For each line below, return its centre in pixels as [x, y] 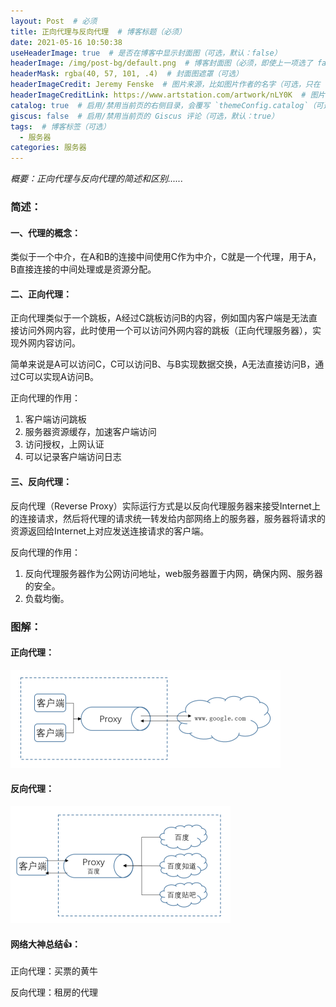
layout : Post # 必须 [54, 21]
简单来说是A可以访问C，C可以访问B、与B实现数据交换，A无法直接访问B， [163, 364]
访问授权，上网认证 [64, 444]
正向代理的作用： [45, 398]
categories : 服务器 [48, 148]
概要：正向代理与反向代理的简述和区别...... [97, 179]
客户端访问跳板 [55, 419]
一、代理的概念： [45, 232]
